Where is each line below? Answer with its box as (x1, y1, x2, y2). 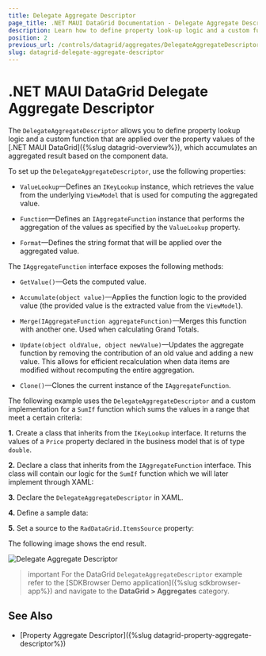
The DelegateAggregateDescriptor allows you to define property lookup (8, 125, 241, 135)
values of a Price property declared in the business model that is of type (8, 436, 245, 446)
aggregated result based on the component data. (8, 151, 169, 160)
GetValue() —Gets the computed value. (19, 277, 146, 286)
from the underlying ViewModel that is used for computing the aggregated (19, 190, 258, 199)
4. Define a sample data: (8, 508, 89, 517)
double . (8, 445, 32, 455)
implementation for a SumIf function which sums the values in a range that (8, 404, 249, 413)
